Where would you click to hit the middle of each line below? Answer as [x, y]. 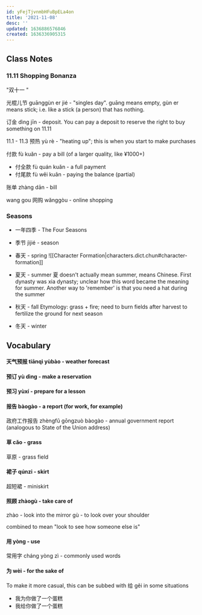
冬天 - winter [31, 326]
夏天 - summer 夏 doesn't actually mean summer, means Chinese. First [103, 275]
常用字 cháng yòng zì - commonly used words [63, 556]
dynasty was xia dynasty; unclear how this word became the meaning [102, 282]
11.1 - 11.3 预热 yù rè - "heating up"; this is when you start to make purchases [101, 141]
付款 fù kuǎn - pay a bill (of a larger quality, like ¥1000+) [75, 154]
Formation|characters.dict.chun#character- [134, 256]
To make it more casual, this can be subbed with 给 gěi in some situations [97, 585]
